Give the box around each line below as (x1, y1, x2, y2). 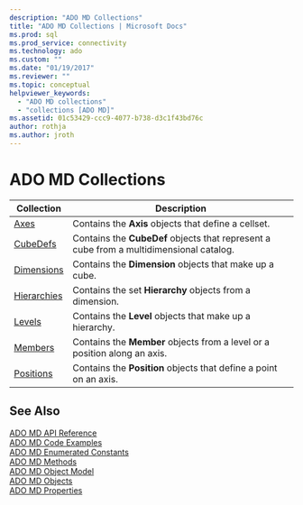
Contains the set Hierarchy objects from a (72, 283, 251, 296)
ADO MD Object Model (9, 465, 95, 476)
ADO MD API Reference (9, 427, 97, 438)
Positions (14, 367, 53, 380)
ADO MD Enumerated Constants (9, 446, 129, 457)
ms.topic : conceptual (9, 80, 91, 89)
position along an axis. (72, 346, 168, 359)
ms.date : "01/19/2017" (9, 64, 95, 73)
